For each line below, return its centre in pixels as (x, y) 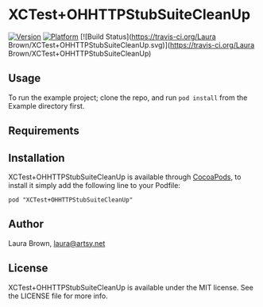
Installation (37, 157)
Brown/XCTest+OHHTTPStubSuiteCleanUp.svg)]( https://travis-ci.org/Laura (131, 44)
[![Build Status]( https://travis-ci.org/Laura (148, 36)
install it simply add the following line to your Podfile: (95, 185)
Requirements (44, 131)
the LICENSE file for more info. (58, 296)
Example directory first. (46, 106)
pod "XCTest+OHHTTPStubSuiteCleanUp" (71, 200)
